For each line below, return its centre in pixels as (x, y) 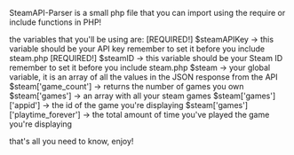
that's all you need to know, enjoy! (72, 141)
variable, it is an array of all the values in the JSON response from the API (143, 77)
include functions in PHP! (56, 22)
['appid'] (25, 105)
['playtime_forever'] (45, 115)
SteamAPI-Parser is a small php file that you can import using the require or (147, 13)
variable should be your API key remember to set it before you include (137, 49)
